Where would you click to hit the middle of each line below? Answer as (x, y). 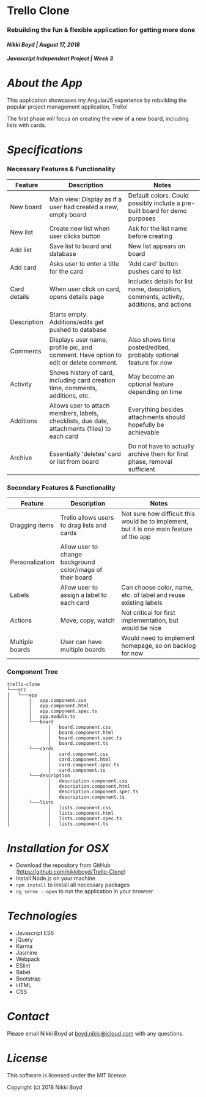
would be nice (142, 628)
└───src (17, 690)
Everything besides (156, 409)
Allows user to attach (79, 406)
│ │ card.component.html (59, 760)
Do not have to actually (161, 446)
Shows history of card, (82, 372)
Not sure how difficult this (158, 514)
